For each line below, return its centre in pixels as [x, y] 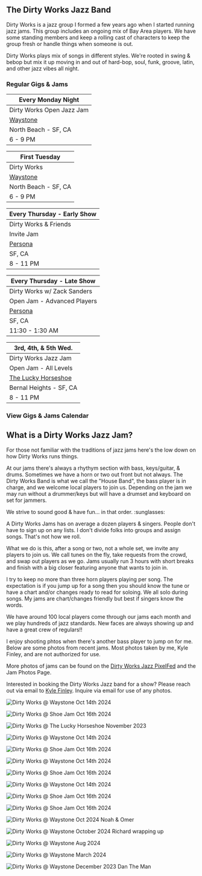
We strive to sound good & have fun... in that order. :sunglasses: [86, 512]
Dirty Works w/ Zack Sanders [51, 291]
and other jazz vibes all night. [43, 68]
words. [15, 605]
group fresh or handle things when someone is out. [70, 44]
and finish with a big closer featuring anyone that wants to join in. [87, 567]
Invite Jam [24, 234]
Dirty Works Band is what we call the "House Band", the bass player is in [96, 481]
